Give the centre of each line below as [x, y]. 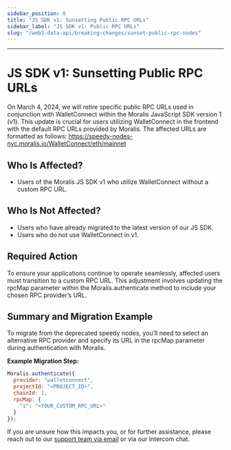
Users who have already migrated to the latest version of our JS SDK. [115, 227]
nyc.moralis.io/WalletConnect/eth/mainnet [67, 144]
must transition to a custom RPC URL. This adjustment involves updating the [115, 280]
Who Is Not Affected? [54, 211]
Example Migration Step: [43, 361]
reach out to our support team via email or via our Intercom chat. [99, 439]
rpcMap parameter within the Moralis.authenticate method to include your [112, 287]
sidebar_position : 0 [37, 13]
